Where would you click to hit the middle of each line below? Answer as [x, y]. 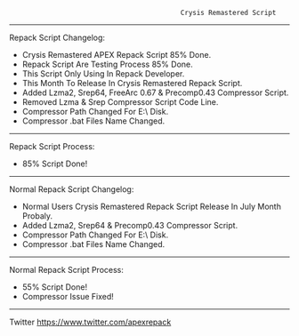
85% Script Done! [55, 164]
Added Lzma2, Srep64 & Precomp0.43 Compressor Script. [130, 225]
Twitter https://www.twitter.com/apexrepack [90, 322]
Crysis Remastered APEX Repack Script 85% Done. [117, 55]
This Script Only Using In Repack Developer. [103, 74]
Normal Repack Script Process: [67, 270]
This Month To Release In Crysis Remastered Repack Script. [132, 83]
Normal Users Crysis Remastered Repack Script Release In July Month [152, 206]
